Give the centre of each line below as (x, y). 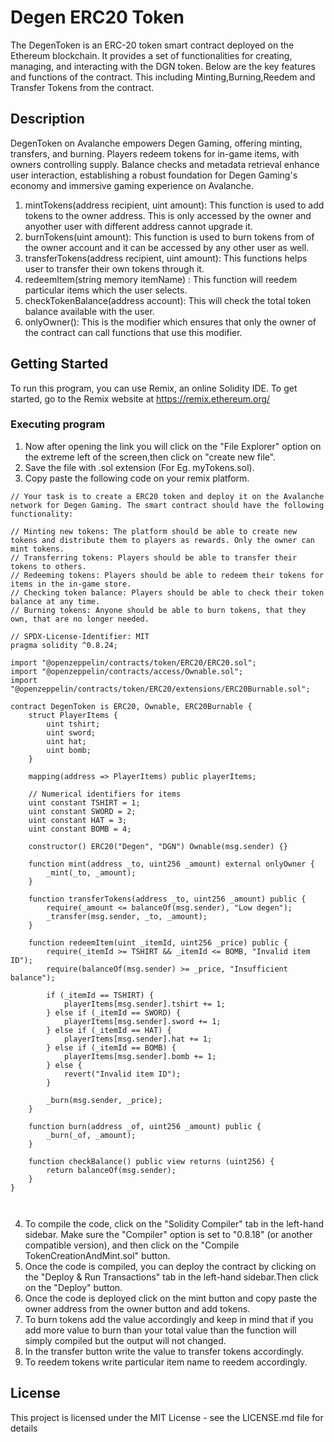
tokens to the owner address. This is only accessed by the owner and (168, 215)
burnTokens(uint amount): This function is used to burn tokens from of (169, 237)
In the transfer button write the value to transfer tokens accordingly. (164, 1351)
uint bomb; (69, 750)
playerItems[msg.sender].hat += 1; (138, 1039)
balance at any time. (55, 601)
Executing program (58, 424)
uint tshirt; (73, 724)
